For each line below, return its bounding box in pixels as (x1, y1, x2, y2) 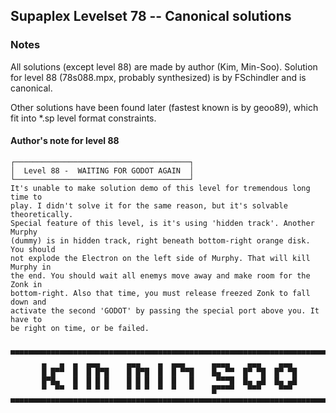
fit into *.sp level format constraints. (10, 112, 157, 124)
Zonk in (10, 279, 43, 289)
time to (10, 192, 43, 202)
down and (10, 297, 47, 307)
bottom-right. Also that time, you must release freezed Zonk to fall (10, 288, 311, 298)
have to (10, 314, 43, 324)
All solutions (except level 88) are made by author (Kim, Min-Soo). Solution (10, 60, 318, 73)
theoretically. (10, 209, 74, 219)
